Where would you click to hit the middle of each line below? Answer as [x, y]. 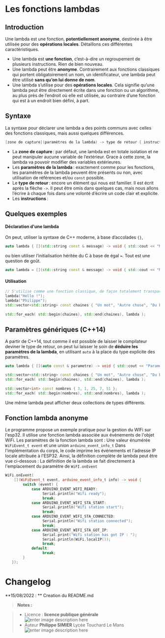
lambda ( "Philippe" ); [26, 301]
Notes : [25, 605]
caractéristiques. [22, 49]
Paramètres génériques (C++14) [55, 329]
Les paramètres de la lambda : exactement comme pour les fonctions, [83, 167]
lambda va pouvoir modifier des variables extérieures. [67, 162]
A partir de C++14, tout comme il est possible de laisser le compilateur [76, 341]
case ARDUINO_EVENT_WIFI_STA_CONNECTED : [73, 517]
